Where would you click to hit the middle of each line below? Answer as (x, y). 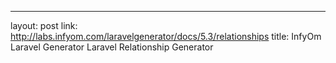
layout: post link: (44, 25)
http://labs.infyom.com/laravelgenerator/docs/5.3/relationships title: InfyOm (166, 36)
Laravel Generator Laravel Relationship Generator (112, 47)
